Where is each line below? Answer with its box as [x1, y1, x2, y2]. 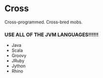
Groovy [11, 53, 27, 58]
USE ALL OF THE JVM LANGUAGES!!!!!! [4, 31, 99, 38]
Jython [11, 63, 26, 69]
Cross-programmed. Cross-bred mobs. [4, 19, 83, 25]
